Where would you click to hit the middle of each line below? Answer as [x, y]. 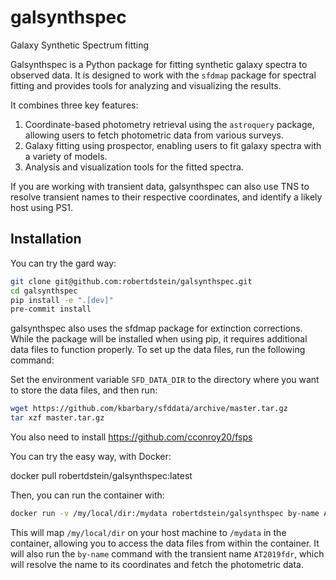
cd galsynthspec [44, 291]
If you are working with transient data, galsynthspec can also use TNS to [160, 186]
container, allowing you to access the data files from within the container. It [165, 543]
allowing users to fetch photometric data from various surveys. [154, 135]
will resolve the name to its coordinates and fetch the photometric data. [157, 564]
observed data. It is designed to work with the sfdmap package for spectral [163, 75]
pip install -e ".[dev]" [62, 300]
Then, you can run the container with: [87, 495]
